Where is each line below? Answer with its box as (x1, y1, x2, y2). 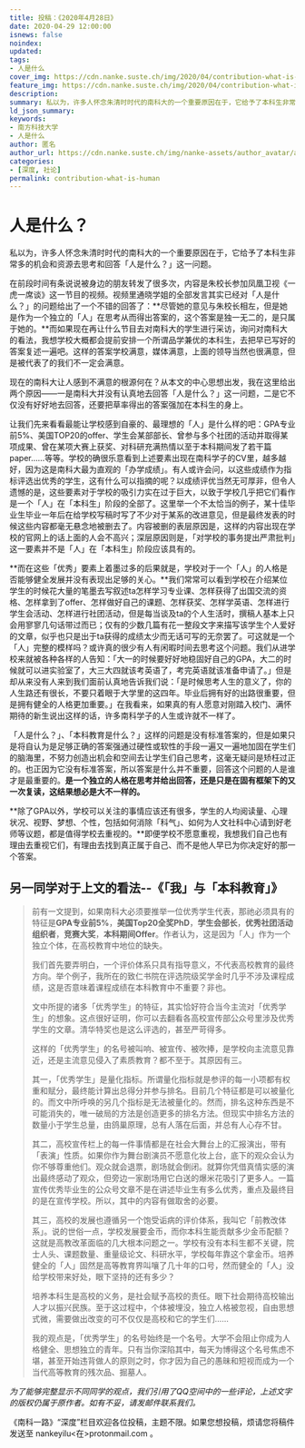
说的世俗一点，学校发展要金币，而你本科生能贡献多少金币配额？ (51, 1226, 290, 1236)
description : (9, 89, 59, 98)
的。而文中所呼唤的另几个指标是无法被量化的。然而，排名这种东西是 (31, 1097, 287, 1108)
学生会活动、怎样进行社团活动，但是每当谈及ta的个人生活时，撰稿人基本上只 (9, 608, 295, 619)
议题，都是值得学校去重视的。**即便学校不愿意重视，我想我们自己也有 (25, 828, 289, 840)
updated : (9, 47, 43, 56)
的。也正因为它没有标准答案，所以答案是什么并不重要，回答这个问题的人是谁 (9, 763, 296, 774)
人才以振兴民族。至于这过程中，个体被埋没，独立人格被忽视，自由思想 (31, 1302, 295, 1313)
